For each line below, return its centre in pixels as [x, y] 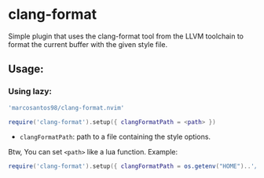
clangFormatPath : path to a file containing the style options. [115, 137]
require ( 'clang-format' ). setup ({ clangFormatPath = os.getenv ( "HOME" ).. [130, 166]
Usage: [26, 69]
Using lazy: [30, 92]
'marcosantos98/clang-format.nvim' [66, 107]
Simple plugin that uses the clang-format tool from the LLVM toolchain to [126, 36]
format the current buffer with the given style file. [88, 44]
